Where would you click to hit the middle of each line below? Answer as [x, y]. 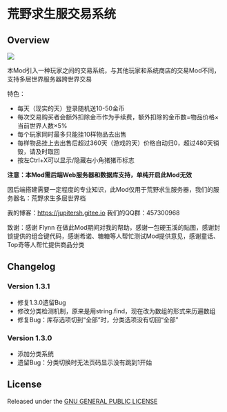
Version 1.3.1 [29, 286]
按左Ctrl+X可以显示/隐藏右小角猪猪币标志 [76, 160]
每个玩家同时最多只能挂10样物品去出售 [72, 134]
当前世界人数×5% [42, 126]
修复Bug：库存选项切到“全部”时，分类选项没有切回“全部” [98, 320]
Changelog [31, 267]
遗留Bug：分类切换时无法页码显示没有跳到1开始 [85, 362]
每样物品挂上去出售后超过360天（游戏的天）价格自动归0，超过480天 [115, 143]
